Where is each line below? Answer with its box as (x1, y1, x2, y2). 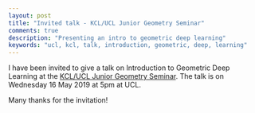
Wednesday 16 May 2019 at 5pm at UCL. (8, 80, 142, 90)
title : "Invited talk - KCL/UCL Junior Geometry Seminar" (8, 19, 205, 27)
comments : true (8, 26, 59, 34)
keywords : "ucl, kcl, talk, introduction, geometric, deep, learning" (8, 41, 248, 49)
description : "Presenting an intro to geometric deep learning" (8, 33, 226, 42)
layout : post (8, 11, 52, 20)
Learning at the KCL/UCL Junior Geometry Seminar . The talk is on (8, 72, 225, 81)
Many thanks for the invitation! (8, 95, 108, 105)
